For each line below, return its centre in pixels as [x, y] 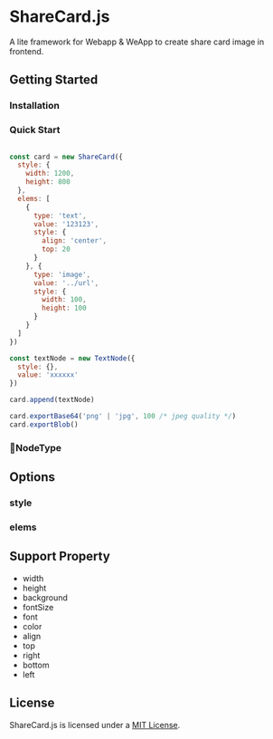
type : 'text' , [60, 216]
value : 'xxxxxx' [48, 375]
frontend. [27, 51]
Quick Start [35, 130]
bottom [36, 665]
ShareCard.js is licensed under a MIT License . [95, 725]
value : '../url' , [66, 283]
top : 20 [56, 250]
